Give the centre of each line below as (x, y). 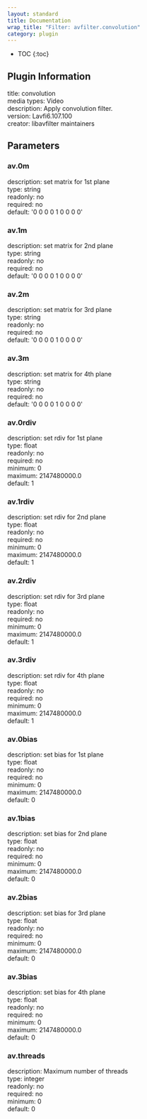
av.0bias (22, 739)
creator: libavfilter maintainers (51, 124)
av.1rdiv (21, 502)
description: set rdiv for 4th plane (56, 675)
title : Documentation (39, 21)
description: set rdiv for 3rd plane (56, 596)
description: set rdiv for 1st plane (55, 438)
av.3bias (22, 976)
